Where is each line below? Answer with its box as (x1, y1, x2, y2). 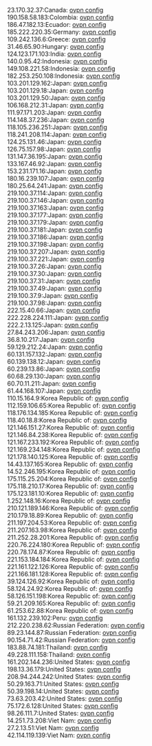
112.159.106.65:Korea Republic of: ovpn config (7, 401, 136, 410)
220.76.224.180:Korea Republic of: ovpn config (7, 541, 140, 549)
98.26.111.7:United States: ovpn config (7, 709, 115, 717)
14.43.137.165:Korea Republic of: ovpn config (7, 460, 133, 468)
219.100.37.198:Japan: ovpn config (7, 241, 105, 248)
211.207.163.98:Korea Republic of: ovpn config (7, 526, 138, 534)
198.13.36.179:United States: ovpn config (7, 665, 122, 673)
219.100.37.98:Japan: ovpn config (7, 299, 102, 307)
